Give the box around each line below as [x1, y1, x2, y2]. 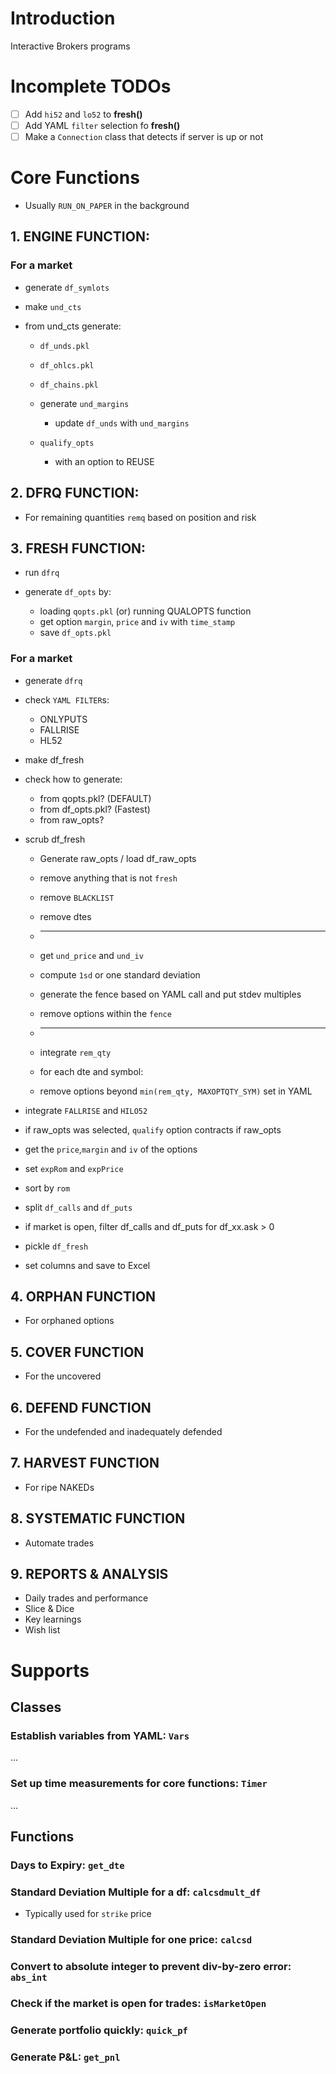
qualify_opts [39, 438, 95, 448]
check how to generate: [24, 773, 123, 785]
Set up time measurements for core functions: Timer [10, 1777, 268, 1791]
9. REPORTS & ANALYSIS [10, 1566, 169, 1583]
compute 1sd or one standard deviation [39, 968, 201, 981]
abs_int [10, 1972, 48, 1984]
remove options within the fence [39, 1007, 172, 1019]
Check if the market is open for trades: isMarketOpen [10, 1997, 267, 2011]
